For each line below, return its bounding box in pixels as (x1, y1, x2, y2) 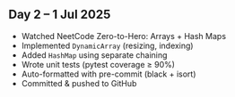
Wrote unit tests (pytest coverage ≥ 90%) (21, 59, 176, 69)
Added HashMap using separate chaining (21, 49, 168, 61)
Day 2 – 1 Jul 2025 (8, 7, 111, 22)
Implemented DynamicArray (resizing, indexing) (21, 40, 194, 51)
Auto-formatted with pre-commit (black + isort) (21, 69, 196, 79)
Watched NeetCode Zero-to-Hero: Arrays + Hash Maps (21, 30, 226, 41)
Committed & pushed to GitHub (21, 77, 137, 88)
